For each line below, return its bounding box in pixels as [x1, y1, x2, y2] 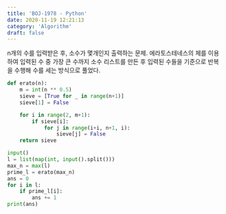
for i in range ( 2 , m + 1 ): [19, 111, 91, 118]
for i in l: [7, 182, 41, 189]
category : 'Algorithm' [7, 23, 72, 30]
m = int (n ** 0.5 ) [19, 87, 72, 94]
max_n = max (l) [7, 162, 51, 169]
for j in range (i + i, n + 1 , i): [43, 125, 131, 131]
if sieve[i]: [32, 118, 69, 125]
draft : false [7, 29, 45, 36]
